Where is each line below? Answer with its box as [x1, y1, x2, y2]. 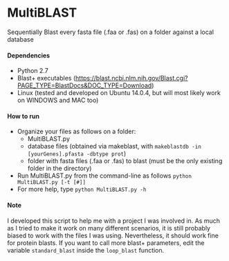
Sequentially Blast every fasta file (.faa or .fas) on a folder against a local [7, 28, 214, 36]
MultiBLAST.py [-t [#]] [17, 179, 86, 186]
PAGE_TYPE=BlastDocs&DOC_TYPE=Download [17, 81, 152, 90]
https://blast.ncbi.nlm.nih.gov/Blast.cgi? [75, 74, 188, 83]
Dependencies [7, 51, 51, 60]
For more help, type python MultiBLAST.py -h [17, 185, 147, 194]
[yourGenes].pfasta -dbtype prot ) [27, 149, 127, 158]
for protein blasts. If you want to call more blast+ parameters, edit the [7, 238, 205, 247]
